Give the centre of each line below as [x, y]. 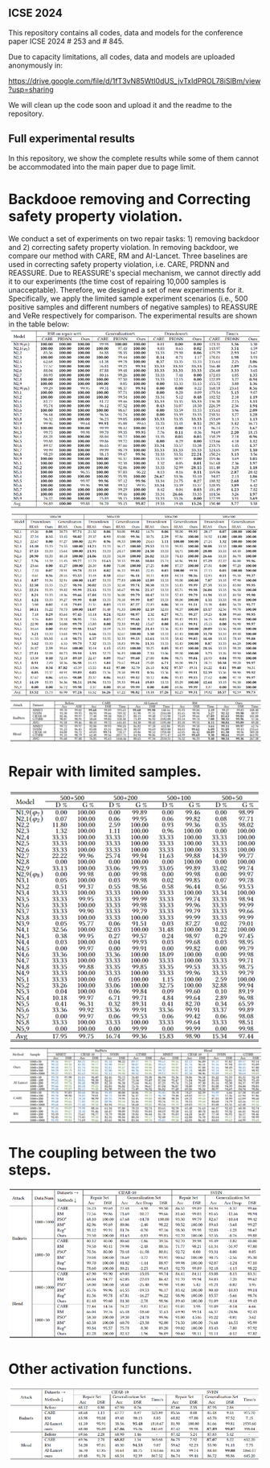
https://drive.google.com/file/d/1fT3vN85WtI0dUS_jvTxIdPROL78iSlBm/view [135, 80]
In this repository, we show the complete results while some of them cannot [134, 158]
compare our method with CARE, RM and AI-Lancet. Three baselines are [128, 256]
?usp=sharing [31, 89]
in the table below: [39, 324]
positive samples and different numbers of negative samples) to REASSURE [133, 307]
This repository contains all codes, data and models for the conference [126, 32]
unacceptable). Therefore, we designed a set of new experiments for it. [126, 289]
